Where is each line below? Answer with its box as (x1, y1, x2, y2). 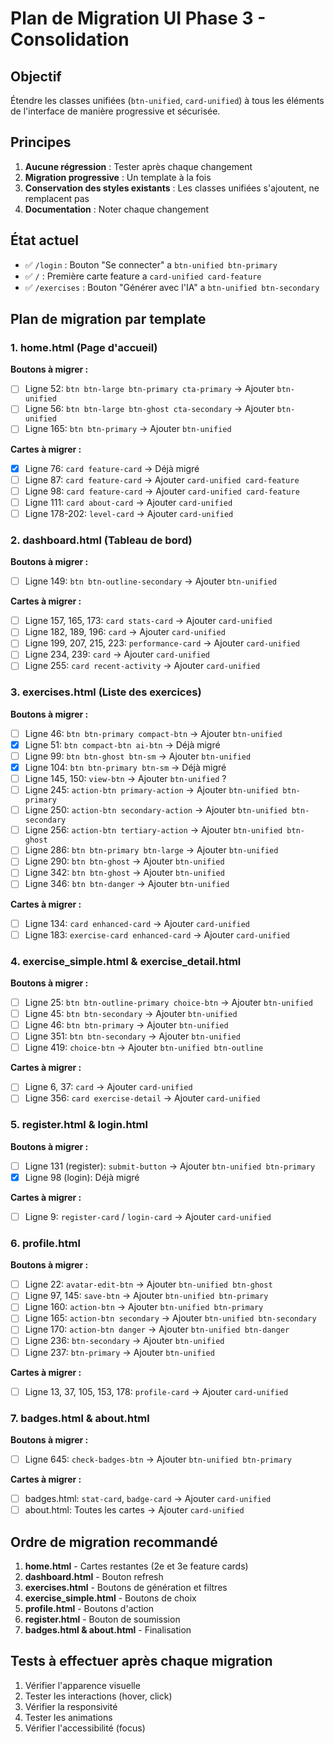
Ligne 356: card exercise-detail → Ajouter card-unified (24, 1092, 261, 1104)
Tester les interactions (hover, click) (24, 1690, 173, 1702)
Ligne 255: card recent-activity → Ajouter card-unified (24, 660, 261, 672)
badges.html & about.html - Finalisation (24, 1623, 192, 1636)
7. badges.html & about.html (10, 1411, 150, 1425)
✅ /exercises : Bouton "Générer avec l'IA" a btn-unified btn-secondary (24, 281, 320, 293)
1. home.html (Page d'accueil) (10, 340, 158, 354)
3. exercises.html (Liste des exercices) (10, 685, 202, 699)
